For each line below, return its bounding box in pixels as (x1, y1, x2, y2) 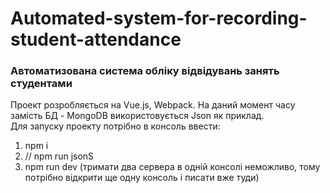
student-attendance (10, 28, 182, 51)
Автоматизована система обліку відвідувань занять (10, 64, 280, 78)
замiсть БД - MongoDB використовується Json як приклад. (10, 110, 265, 122)
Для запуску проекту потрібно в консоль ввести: (10, 120, 221, 132)
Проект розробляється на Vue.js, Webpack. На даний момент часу (10, 99, 296, 111)
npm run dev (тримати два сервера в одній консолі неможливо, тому (24, 161, 321, 173)
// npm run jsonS (24, 150, 95, 162)
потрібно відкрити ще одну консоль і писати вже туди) (24, 172, 260, 184)
